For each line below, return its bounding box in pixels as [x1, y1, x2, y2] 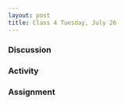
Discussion [8, 45, 52, 56]
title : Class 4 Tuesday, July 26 [8, 19, 117, 27]
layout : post [8, 11, 51, 20]
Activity [8, 66, 39, 77]
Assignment [8, 87, 56, 98]
